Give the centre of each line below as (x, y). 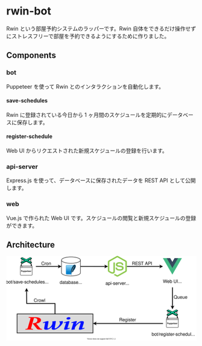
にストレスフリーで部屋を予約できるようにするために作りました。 (88, 36)
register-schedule (30, 136)
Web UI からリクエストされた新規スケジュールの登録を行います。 (87, 151)
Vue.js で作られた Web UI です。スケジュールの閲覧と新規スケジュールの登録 (101, 218)
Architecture (31, 245)
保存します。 (32, 122)
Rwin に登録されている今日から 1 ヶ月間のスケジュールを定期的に (87, 115)
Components (31, 55)
